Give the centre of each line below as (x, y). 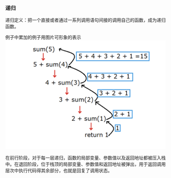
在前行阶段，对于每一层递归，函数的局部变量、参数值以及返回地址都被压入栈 (85, 158)
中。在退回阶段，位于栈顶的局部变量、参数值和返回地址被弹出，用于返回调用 (85, 164)
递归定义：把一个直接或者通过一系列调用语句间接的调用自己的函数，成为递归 (85, 20)
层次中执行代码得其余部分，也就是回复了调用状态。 (59, 171)
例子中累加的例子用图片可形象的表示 (43, 37)
